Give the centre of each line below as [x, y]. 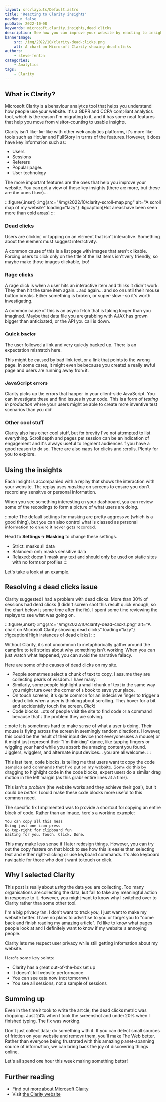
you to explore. [21, 454]
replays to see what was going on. [40, 615]
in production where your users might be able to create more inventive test [81, 404]
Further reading [30, 1077]
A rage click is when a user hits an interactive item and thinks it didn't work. [82, 286]
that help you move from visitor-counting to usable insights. [66, 122]
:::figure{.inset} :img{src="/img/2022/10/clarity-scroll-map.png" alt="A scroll [83, 202]
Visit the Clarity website [36, 1094]
